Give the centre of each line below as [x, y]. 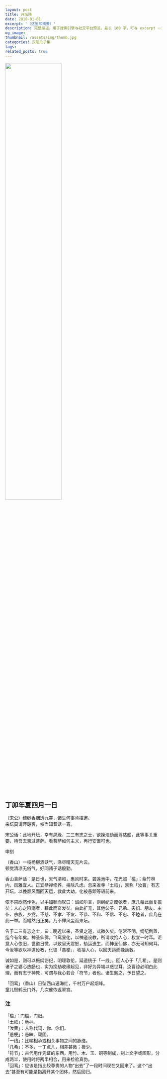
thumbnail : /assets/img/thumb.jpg [41, 38]
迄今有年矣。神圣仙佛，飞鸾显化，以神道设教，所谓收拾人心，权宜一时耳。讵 [83, 937]
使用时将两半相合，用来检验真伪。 [57, 1059]
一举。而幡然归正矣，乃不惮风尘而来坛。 [51, 921]
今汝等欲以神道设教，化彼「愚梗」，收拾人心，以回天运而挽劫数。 [72, 950]
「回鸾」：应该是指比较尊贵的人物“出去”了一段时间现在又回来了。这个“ [77, 1065]
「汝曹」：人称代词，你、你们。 [37, 1028]
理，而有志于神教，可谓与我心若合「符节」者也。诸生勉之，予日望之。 [77, 973]
